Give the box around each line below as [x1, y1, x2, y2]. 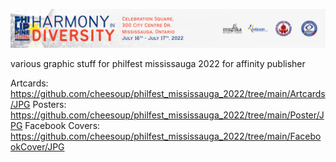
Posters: [32, 99, 67, 111]
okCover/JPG [10, 141, 65, 153]
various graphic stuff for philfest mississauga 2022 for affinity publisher [10, 58, 306, 70]
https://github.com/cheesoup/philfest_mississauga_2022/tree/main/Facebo [10, 130, 322, 143]
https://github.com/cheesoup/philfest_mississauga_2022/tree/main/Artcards [10, 88, 326, 100]
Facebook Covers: [24, 120, 101, 132]
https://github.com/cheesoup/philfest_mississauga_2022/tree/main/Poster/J [10, 109, 325, 121]
